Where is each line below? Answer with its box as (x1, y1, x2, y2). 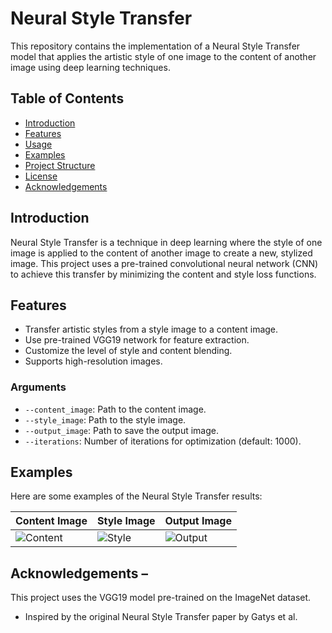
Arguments (10, 380, 67, 394)
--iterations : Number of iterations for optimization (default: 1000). (24, 435, 302, 447)
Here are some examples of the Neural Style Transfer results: (10, 490, 263, 502)
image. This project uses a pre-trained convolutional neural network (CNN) (10, 257, 319, 269)
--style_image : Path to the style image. (24, 413, 187, 426)
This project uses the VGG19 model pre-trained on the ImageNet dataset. (10, 592, 312, 604)
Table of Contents (10, 90, 125, 107)
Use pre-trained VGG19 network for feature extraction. (24, 334, 250, 346)
